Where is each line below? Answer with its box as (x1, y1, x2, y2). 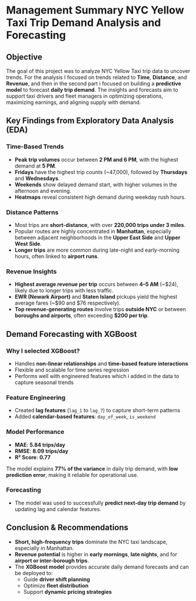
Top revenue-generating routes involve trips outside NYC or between (14, 306, 187, 313)
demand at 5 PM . (14, 162, 57, 169)
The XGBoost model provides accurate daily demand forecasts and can (14, 563, 190, 570)
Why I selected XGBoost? (6, 346, 81, 355)
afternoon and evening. (14, 187, 72, 194)
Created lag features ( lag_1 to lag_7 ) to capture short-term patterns (14, 407, 181, 414)
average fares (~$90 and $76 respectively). (14, 299, 121, 306)
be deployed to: (14, 569, 53, 576)
